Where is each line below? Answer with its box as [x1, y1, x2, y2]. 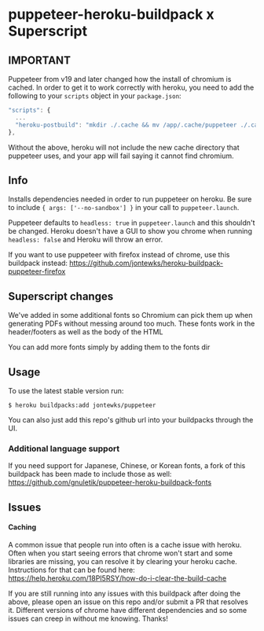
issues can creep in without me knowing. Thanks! [8, 614, 169, 623]
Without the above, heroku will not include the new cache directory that [8, 142, 240, 152]
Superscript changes [8, 290, 114, 303]
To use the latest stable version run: [8, 386, 124, 395]
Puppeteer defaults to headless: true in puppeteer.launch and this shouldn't [8, 218, 255, 227]
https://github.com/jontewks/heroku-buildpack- [69, 258, 224, 268]
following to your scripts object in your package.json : [8, 91, 182, 100]
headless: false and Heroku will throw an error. [8, 234, 163, 245]
